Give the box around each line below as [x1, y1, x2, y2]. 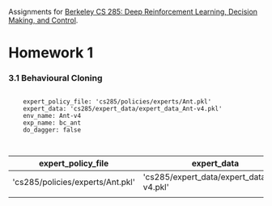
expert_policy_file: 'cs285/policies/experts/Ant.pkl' [23, 98, 212, 106]
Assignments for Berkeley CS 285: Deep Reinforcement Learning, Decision [8, 7, 257, 16]
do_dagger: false [23, 126, 82, 134]
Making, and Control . [8, 15, 79, 25]
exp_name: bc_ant [23, 119, 82, 128]
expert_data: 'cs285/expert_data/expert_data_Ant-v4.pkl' [23, 105, 223, 113]
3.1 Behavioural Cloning [8, 73, 103, 84]
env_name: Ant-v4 [23, 112, 82, 120]
